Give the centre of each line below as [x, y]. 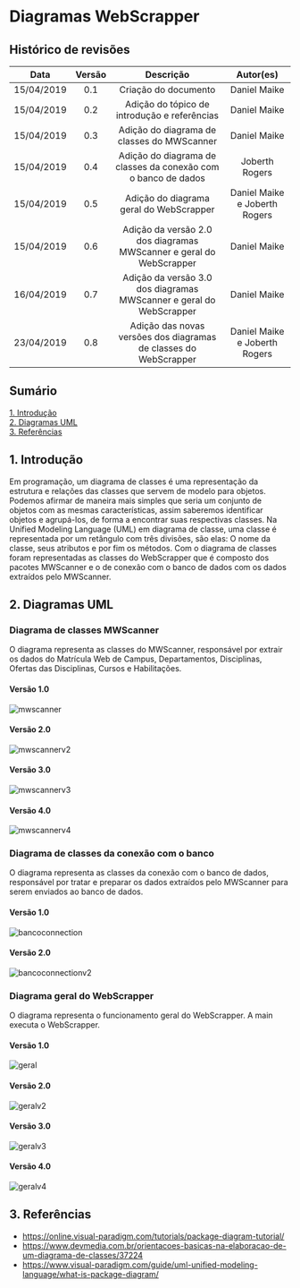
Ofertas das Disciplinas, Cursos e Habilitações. [96, 669]
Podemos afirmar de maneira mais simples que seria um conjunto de [135, 500]
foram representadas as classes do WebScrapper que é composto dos [139, 558]
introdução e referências [167, 115]
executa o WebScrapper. [55, 1025]
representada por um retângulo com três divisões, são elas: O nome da [140, 538]
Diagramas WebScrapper [104, 17]
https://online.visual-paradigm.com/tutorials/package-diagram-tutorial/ [153, 1236]
